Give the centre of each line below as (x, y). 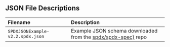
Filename (19, 22)
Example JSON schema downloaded (114, 30)
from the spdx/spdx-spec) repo (109, 37)
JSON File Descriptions (42, 8)
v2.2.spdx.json (26, 36)
